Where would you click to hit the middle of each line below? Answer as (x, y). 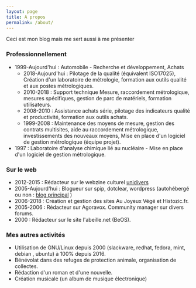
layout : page (22, 11)
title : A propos (26, 17)
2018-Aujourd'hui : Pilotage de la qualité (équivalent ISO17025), (99, 73)
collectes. (26, 266)
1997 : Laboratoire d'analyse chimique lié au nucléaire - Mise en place (99, 148)
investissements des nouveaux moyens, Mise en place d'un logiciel (104, 135)
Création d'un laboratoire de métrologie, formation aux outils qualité (105, 79)
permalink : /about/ (30, 22)
